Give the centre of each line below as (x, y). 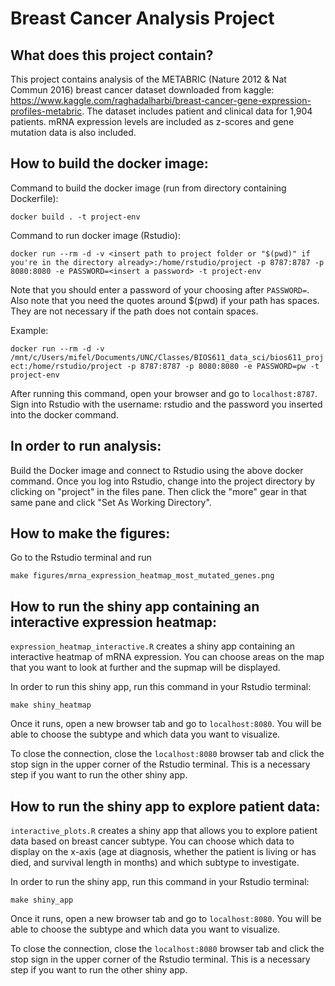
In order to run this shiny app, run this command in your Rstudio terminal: (161, 687)
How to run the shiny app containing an (135, 606)
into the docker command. (64, 414)
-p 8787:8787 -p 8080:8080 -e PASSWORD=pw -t (223, 366)
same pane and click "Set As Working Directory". (111, 502)
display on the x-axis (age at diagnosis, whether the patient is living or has (163, 852)
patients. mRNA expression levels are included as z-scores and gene (152, 121)
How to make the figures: (90, 533)
